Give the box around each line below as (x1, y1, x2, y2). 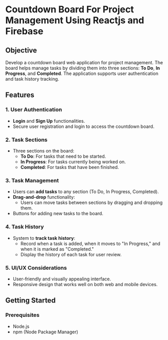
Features (5, 91, 34, 100)
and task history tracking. (5, 76, 60, 82)
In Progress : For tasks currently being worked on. (20, 158, 126, 165)
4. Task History (5, 223, 44, 231)
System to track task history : (12, 235, 76, 241)
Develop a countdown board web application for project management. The (5, 60, 163, 65)
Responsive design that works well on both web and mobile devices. (12, 281, 158, 287)
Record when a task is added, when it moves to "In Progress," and (20, 240, 161, 247)
